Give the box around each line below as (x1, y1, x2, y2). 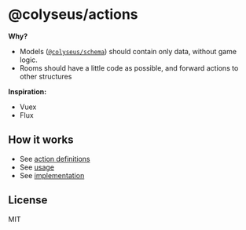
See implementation (19, 170, 85, 180)
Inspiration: (8, 86, 47, 96)
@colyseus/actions (8, 5, 139, 24)
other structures (19, 71, 72, 81)
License (8, 194, 48, 207)
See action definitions (19, 154, 90, 163)
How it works (8, 133, 74, 147)
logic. (19, 55, 38, 64)
